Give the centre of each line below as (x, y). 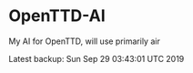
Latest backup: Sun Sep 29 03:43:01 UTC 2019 (96, 58)
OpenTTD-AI (57, 16)
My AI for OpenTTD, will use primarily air (84, 41)
